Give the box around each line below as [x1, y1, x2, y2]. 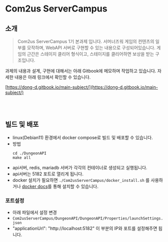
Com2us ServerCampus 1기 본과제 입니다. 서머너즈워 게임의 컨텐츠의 [17, 39, 154, 44]
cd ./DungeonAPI [12, 151, 47, 156]
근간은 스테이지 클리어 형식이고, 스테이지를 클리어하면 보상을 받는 [27, 51, 154, 57]
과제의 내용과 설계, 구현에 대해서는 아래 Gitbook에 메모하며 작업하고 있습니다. [5, 68, 156, 74]
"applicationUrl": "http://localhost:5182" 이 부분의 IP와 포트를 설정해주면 [12, 225, 157, 231]
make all [12, 155, 31, 160]
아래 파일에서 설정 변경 [12, 209, 57, 215]
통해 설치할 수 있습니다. [53, 183, 99, 189]
